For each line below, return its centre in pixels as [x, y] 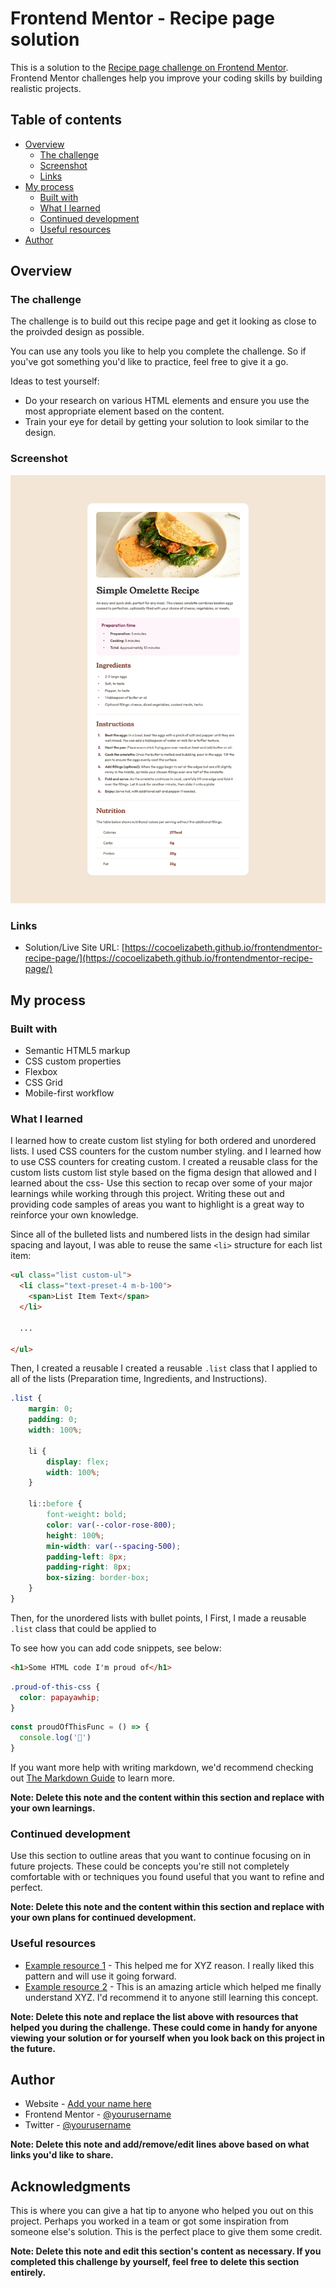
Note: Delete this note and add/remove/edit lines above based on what [160, 2144]
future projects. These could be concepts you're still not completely [150, 1866]
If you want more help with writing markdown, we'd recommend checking [162, 1768]
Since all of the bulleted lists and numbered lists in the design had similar [160, 1234]
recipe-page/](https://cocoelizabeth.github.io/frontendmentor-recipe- [168, 958]
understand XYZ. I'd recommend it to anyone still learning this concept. [171, 1997]
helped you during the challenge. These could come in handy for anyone [164, 2027]
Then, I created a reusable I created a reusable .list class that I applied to [164, 1368]
